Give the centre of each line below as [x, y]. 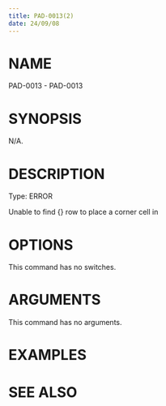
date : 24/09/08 [34, 24]
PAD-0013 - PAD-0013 [46, 86]
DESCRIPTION [57, 174]
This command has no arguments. [65, 323]
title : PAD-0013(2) [41, 16]
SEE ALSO [43, 392]
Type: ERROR [30, 196]
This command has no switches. [62, 267]
